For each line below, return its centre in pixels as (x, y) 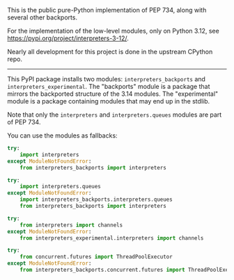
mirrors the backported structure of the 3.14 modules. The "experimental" (113, 94)
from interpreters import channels (71, 225)
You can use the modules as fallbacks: (62, 135)
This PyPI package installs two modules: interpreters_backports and (106, 79)
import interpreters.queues (60, 187)
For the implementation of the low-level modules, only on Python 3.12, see (113, 31)
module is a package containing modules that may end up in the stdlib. (109, 101)
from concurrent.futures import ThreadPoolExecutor (96, 257)
